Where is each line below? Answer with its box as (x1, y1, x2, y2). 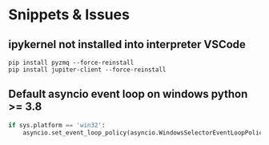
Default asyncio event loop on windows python (8, 87, 248, 101)
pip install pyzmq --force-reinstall (8, 58, 134, 66)
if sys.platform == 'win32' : (8, 121, 106, 129)
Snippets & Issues (8, 6, 130, 24)
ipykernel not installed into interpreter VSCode (8, 38, 247, 51)
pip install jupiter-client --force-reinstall (8, 66, 167, 74)
